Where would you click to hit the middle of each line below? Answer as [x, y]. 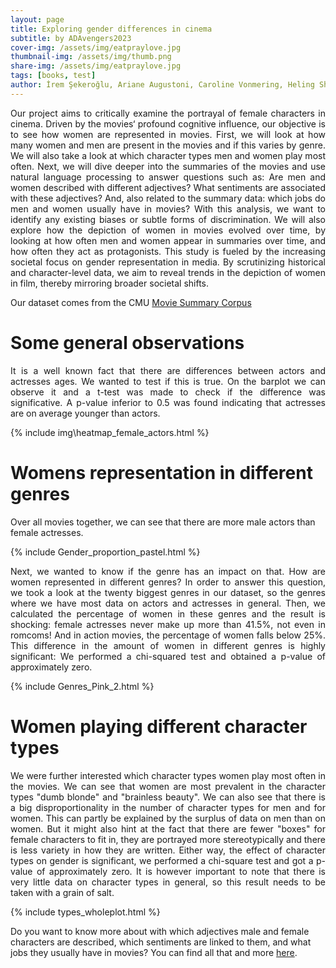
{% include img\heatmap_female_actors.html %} [110, 432]
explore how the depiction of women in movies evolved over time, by [168, 230]
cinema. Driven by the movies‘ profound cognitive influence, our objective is [168, 123]
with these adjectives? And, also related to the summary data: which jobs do [168, 198]
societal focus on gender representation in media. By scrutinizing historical [168, 262]
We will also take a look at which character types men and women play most [168, 155]
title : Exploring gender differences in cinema [111, 29]
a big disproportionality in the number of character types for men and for [168, 807]
